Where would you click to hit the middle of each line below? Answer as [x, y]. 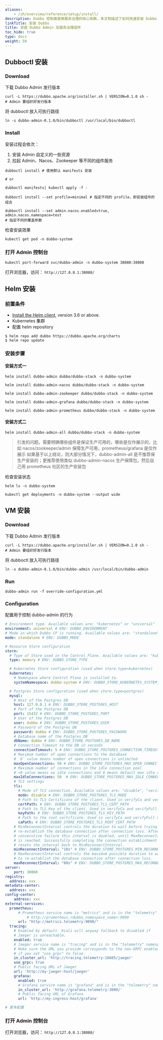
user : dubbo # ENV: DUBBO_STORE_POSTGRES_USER [62, 723]
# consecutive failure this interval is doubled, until [72, 836]
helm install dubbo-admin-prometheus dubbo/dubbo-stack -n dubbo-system [80, 411]
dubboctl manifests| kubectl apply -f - [47, 188]
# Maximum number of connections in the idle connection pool [78, 768]
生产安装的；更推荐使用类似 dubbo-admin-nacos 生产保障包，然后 [83, 461]
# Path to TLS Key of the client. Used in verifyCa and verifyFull [88, 809]
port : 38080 [26, 872]
